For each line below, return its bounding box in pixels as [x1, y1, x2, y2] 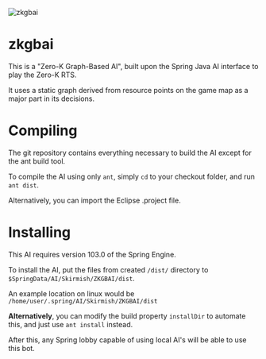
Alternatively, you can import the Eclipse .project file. [8, 195, 181, 205]
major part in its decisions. [8, 94, 95, 103]
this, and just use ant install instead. [8, 319, 133, 329]
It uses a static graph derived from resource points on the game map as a [8, 85, 249, 95]
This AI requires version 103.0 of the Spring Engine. [8, 249, 176, 259]
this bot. [8, 343, 36, 353]
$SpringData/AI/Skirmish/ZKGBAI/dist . [8, 273, 135, 283]
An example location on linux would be [8, 288, 135, 298]
